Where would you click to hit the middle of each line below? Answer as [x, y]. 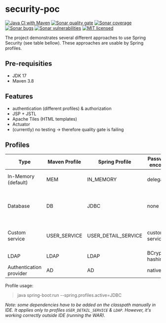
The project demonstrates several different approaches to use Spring [76, 38]
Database [19, 206]
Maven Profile [64, 162]
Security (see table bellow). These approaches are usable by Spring [74, 43]
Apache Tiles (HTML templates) [45, 119]
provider [17, 274]
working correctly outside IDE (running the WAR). [55, 316]
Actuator [21, 124]
